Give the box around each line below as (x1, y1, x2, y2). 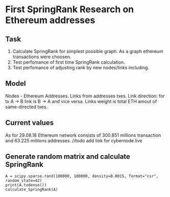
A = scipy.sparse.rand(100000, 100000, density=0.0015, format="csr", (5, 174, 159, 179)
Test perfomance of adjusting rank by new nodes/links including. (12, 65, 150, 70)
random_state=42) (5, 178, 42, 183)
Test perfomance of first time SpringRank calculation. (12, 59, 125, 65)
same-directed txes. (5, 104, 47, 110)
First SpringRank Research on (5, 4, 134, 15)
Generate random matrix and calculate (5, 152, 130, 161)
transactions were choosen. (12, 54, 71, 60)
